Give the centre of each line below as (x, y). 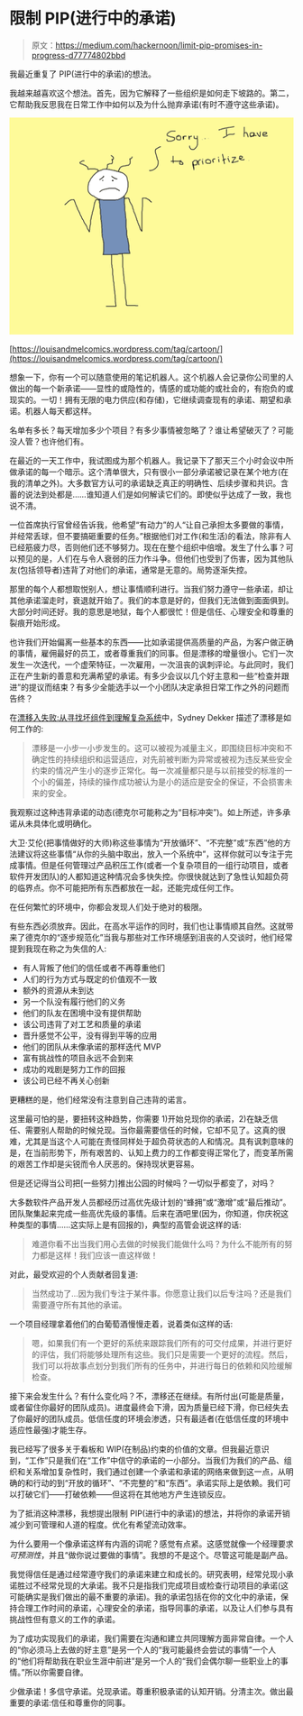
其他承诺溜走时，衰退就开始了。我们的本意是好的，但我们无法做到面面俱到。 (151, 601)
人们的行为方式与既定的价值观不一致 (90, 979)
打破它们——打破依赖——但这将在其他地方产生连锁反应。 (124, 1494)
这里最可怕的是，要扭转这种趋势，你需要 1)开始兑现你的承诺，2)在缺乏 (140, 1119)
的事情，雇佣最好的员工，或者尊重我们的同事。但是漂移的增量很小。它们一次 (151, 654)
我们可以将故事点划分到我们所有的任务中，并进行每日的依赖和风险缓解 (162, 1366)
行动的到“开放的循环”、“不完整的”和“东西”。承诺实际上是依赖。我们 (158, 1483)
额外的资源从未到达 (58, 991)
